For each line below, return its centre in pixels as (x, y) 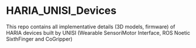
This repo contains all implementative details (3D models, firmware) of (91, 27)
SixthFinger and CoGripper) (39, 39)
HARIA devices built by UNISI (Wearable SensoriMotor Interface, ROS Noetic (98, 32)
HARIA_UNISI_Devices (61, 11)
